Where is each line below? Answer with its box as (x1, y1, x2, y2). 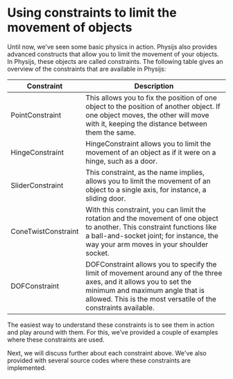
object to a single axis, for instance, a (85, 185, 207, 194)
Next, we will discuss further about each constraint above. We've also (7, 348, 207, 357)
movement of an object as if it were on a (85, 147, 216, 157)
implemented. (7, 363, 46, 372)
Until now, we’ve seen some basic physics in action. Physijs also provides (7, 42, 217, 51)
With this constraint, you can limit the (85, 205, 207, 214)
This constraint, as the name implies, (85, 167, 205, 177)
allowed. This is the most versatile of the (85, 294, 217, 303)
